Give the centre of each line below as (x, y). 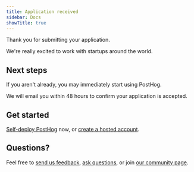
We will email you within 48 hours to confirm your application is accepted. (97, 96)
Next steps (27, 70)
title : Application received (42, 12)
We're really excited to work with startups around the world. (79, 51)
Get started (28, 115)
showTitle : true (26, 23)
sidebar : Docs (24, 17)
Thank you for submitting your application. (58, 40)
